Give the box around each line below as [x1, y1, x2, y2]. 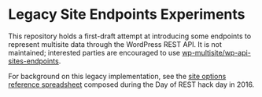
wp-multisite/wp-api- [182, 48, 252, 57]
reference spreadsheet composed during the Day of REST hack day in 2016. [8, 80, 255, 89]
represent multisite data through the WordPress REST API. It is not [8, 39, 222, 48]
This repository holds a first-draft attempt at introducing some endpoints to [8, 31, 252, 41]
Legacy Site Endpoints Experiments [8, 5, 245, 23]
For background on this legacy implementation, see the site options [8, 71, 227, 81]
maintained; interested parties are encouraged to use [8, 48, 181, 57]
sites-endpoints [8, 56, 59, 66]
